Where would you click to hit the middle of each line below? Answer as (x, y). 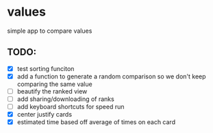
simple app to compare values (50, 31)
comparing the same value (54, 84)
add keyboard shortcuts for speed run (71, 107)
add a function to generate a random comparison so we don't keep (112, 76)
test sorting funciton (46, 68)
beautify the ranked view (52, 91)
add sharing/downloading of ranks (65, 99)
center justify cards (45, 115)
